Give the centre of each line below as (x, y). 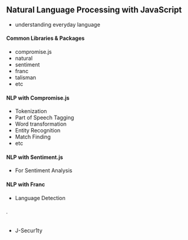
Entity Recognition (38, 131)
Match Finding (33, 137)
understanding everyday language (58, 24)
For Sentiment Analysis (44, 170)
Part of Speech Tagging (44, 118)
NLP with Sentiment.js (35, 157)
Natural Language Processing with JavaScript (94, 10)
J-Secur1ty (29, 230)
